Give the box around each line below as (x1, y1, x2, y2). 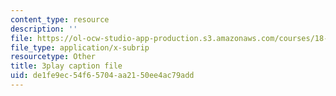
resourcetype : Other (10, 52, 97, 62)
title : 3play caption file (10, 61, 123, 71)
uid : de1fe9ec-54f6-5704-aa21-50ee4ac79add (10, 71, 195, 81)
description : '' (10, 24, 78, 34)
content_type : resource (10, 14, 110, 25)
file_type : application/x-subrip (10, 42, 150, 53)
